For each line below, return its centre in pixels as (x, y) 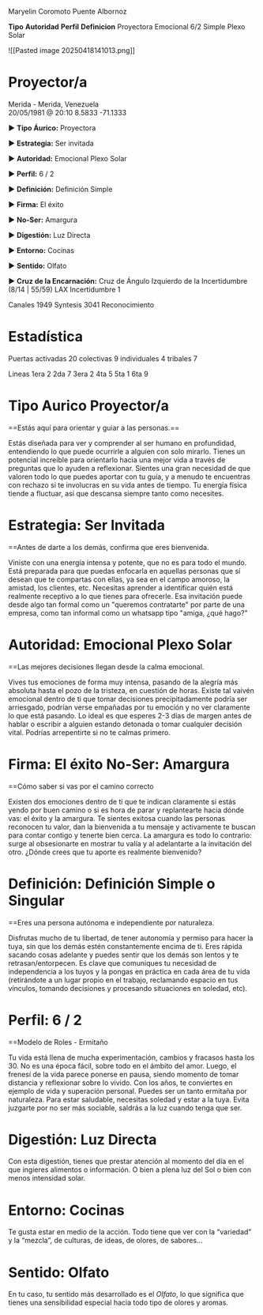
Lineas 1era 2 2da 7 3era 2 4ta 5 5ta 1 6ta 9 (78, 374)
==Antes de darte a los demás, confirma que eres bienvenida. (109, 547)
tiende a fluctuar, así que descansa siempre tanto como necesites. (116, 493)
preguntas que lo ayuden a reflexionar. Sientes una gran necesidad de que (130, 468)
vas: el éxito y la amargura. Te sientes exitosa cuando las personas (117, 818)
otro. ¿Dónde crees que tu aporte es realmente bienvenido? (105, 852)
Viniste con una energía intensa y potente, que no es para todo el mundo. (128, 562)
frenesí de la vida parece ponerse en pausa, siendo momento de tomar (124, 1074)
